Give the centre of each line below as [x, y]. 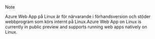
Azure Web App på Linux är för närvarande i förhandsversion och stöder [78, 16]
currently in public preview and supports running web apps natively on [76, 27]
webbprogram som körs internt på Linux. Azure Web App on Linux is [73, 22]
